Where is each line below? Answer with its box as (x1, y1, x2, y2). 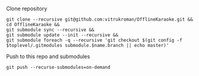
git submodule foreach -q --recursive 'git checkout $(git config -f (6, 37, 183, 43)
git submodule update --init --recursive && (6, 32, 119, 38)
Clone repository (6, 5, 48, 12)
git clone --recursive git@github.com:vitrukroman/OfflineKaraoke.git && (6, 17, 194, 23)
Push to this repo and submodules (6, 53, 91, 60)
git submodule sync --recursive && (6, 27, 95, 33)
